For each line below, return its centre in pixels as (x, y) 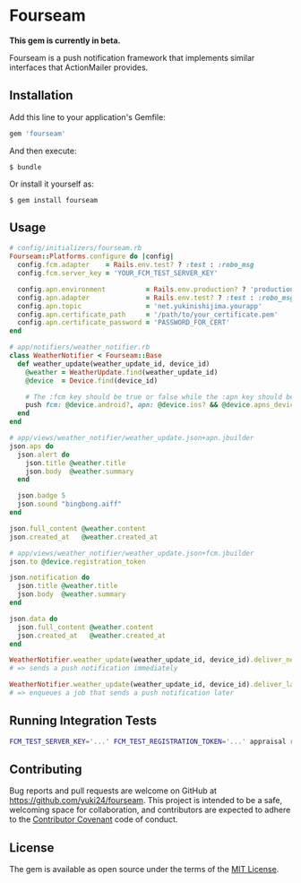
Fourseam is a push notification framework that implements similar (132, 57)
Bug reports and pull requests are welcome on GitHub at (113, 791)
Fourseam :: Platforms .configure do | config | (92, 256)
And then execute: (43, 151)
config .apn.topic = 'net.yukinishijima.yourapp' (140, 306)
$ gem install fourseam (54, 200)
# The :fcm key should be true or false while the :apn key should (154, 397)
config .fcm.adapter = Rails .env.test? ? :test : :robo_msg (136, 265)
